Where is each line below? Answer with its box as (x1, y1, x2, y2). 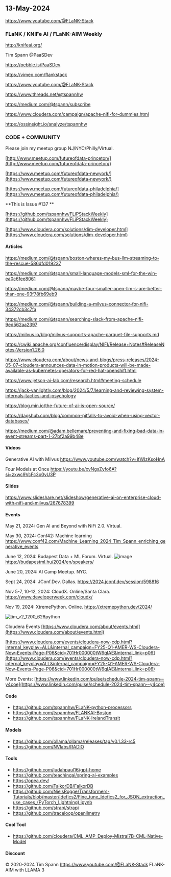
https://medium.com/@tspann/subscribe (5, 102, 91, 108)
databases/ (5, 418, 29, 424)
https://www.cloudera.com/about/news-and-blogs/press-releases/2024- (5, 357, 160, 363)
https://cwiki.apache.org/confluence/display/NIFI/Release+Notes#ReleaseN (5, 341, 165, 347)
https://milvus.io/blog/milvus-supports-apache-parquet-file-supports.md (5, 331, 159, 337)
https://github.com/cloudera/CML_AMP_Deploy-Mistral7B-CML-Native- (12, 833, 163, 839)
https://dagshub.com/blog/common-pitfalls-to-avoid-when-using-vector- (5, 412, 160, 418)
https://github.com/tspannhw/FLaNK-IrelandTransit (12, 715, 120, 721)
